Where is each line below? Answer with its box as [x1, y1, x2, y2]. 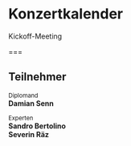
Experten [8, 114, 34, 122]
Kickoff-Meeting [8, 31, 63, 41]
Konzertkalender [8, 5, 123, 23]
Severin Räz [8, 129, 50, 139]
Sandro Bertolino [8, 121, 67, 131]
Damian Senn [8, 98, 54, 108]
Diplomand [8, 91, 39, 99]
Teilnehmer [8, 70, 67, 84]
